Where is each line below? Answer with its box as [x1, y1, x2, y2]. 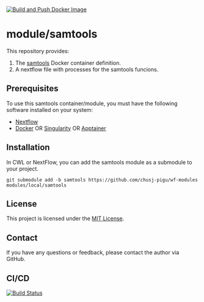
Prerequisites [6, 83, 59, 94]
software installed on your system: [6, 106, 93, 113]
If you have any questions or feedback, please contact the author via [6, 249, 180, 256]
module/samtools [6, 28, 98, 41]
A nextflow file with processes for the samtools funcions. [15, 65, 159, 73]
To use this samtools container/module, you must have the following [6, 100, 178, 107]
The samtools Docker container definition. [15, 59, 121, 67]
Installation [6, 142, 50, 153]
